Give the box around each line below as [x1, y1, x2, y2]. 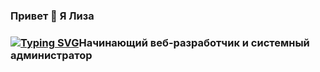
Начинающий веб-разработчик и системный [78, 35, 310, 49]
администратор [10, 48, 93, 62]
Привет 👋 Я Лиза [10, 9, 95, 23]
